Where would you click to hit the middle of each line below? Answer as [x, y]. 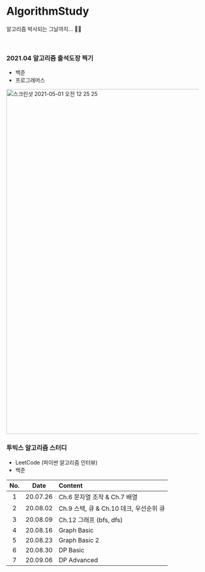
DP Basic [72, 550]
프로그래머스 [30, 80]
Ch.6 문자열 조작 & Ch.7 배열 [98, 497]
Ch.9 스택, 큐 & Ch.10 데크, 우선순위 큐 [112, 508]
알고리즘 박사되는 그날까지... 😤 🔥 [44, 29]
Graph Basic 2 [79, 540]
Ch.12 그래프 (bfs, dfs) [91, 519]
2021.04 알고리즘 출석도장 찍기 [50, 58]
